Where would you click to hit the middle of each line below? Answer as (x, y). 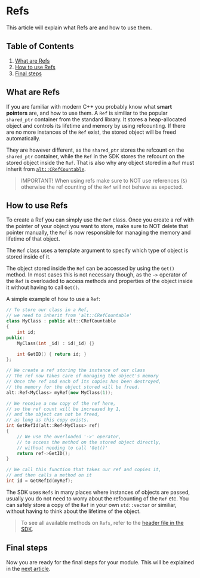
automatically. (23, 138)
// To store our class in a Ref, (48, 310)
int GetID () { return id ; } (52, 354)
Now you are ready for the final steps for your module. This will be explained (100, 562)
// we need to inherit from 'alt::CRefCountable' (69, 316)
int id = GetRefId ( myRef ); (40, 481)
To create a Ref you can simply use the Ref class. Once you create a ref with (100, 220)
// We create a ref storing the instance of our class (76, 371)
